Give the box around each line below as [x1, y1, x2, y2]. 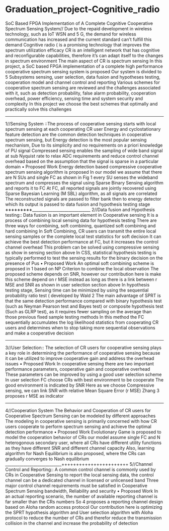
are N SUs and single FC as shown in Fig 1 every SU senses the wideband [5, 174, 158, 180]
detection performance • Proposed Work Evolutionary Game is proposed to [5, 428, 162, 435]
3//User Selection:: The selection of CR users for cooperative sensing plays [5, 345, 162, 351]
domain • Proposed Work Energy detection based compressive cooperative [5, 163, 162, 170]
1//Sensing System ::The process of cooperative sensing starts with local [5, 120, 156, 127]
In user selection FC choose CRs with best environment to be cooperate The [5, 376, 164, 382]
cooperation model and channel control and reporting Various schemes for [5, 79, 160, 85]
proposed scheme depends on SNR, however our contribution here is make [5, 271, 161, 277]
